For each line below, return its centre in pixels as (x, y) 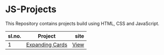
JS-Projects (31, 9)
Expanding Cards (47, 44)
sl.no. (15, 36)
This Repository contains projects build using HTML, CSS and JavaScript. (82, 23)
